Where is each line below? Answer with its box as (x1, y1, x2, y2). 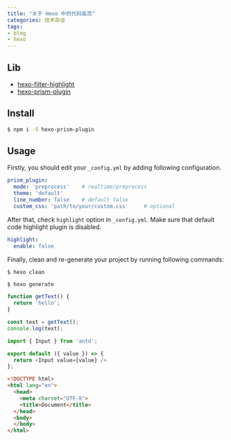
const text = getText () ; (7, 319, 79, 326)
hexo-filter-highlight (17, 80, 75, 88)
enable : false (13, 242, 54, 250)
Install (7, 108, 35, 119)
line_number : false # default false (13, 196, 129, 203)
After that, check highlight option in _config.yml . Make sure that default (7, 215, 215, 223)
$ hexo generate (7, 280, 54, 288)
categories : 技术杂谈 (7, 17, 66, 24)
